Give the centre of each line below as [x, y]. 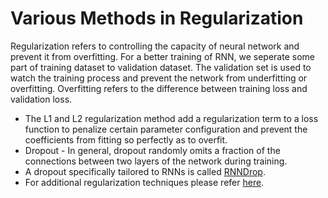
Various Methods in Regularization [157, 18]
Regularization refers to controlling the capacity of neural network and [155, 46]
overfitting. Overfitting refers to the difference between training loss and [159, 88]
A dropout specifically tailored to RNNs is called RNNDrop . [145, 171]
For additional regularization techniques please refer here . [144, 182]
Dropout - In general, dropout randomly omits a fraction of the [152, 150]
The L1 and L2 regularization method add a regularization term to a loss [171, 118]
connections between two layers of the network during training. [156, 161]
